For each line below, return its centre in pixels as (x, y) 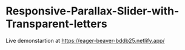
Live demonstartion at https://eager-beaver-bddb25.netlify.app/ (85, 40)
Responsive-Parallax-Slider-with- (92, 11)
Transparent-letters (56, 24)
